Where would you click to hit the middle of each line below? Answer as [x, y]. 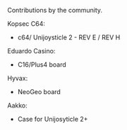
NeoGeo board [39, 92]
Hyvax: [18, 78]
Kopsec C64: [26, 24]
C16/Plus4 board [42, 65]
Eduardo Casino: [31, 51]
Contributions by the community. [55, 10]
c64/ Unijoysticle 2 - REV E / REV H [69, 37]
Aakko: [18, 105]
